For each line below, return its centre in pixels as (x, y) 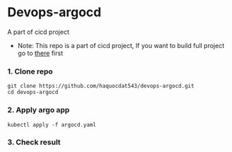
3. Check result (34, 142)
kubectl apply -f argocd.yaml (52, 124)
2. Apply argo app (39, 110)
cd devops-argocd (33, 93)
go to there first (40, 53)
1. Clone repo (30, 71)
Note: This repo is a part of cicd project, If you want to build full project (121, 45)
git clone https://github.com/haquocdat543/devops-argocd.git (101, 86)
